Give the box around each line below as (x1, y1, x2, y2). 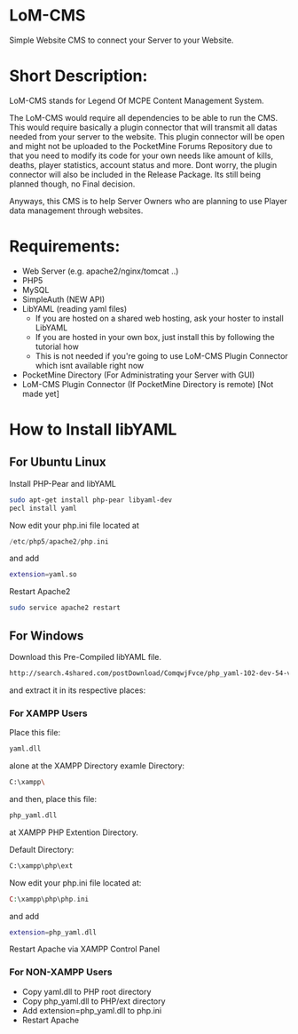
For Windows (9, 628, 84, 643)
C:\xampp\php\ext (9, 861, 74, 871)
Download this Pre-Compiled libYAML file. (9, 652, 162, 662)
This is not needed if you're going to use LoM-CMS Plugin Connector (35, 350, 288, 361)
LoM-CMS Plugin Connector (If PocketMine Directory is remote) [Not (21, 378, 274, 389)
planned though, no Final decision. (9, 179, 136, 189)
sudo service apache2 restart (9, 603, 122, 613)
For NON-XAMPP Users (9, 966, 113, 978)
